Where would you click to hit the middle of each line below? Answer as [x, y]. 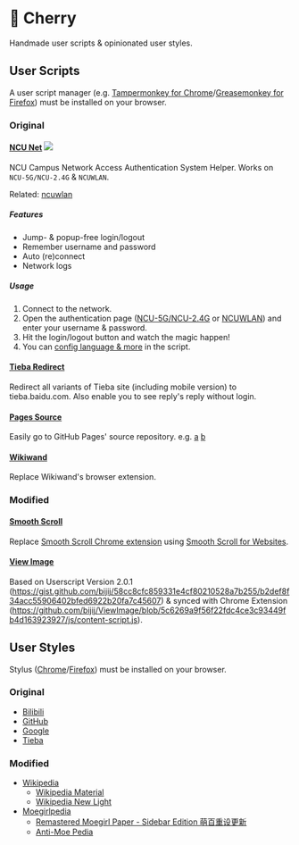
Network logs [47, 265]
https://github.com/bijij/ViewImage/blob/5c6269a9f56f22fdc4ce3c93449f [149, 610]
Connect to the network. [67, 308]
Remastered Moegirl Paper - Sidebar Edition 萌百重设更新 [141, 822]
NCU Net [26, 147]
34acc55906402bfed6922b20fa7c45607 [85, 600]
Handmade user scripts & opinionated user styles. [101, 43]
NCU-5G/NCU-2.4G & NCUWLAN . [59, 177]
